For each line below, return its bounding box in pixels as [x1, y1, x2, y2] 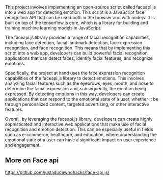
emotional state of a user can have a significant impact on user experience [5, 137, 156, 143]
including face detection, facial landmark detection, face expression [5, 40, 142, 46]
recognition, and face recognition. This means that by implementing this [5, 45, 151, 51]
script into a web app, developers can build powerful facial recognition [5, 50, 148, 56]
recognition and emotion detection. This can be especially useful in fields [5, 127, 153, 132]
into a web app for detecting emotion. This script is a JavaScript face [5, 9, 145, 15]
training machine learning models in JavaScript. [5, 25, 102, 31]
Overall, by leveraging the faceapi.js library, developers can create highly [5, 116, 153, 122]
